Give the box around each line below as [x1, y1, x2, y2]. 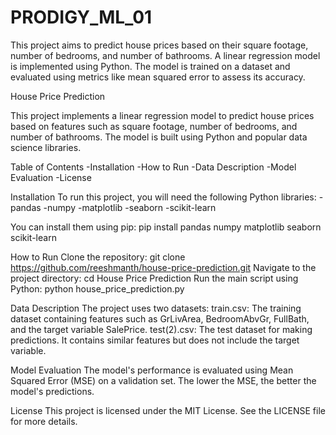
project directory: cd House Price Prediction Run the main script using [10, 272, 299, 284]
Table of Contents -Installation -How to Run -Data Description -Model [10, 161, 297, 173]
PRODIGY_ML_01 [10, 6, 153, 29]
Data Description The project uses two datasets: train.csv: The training [10, 302, 302, 314]
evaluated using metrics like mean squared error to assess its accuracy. [10, 71, 306, 83]
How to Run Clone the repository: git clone [10, 251, 186, 263]
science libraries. [10, 141, 82, 153]
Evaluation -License [10, 171, 92, 183]
